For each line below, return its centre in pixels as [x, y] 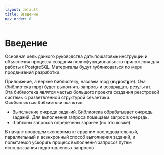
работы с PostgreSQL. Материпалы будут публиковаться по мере [74, 67]
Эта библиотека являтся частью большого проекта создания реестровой [82, 92]
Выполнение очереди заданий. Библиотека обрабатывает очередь [82, 112]
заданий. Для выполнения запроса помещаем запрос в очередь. [81, 117]
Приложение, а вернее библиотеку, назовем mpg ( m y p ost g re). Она [75, 82]
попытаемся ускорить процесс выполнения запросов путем [69, 142]
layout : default [22, 10]
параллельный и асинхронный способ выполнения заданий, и [70, 137]
